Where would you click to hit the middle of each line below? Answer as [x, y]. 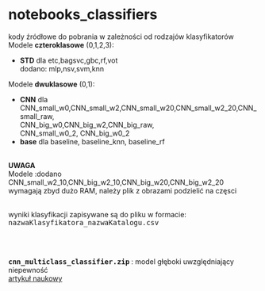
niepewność [28, 270]
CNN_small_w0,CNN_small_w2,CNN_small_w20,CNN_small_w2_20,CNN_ [138, 108]
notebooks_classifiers [83, 15]
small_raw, [37, 116]
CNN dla [34, 99]
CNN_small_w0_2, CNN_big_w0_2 [75, 133]
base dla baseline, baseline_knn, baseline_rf [92, 141]
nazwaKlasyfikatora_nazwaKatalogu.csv [84, 222]
